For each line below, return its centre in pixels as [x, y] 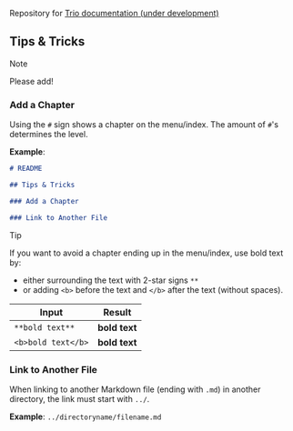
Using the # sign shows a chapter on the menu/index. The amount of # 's [144, 125]
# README [26, 169]
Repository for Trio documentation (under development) [115, 13]
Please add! [32, 81]
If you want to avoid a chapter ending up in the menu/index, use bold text [146, 253]
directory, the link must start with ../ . [80, 398]
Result [117, 312]
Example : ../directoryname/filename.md [86, 416]
